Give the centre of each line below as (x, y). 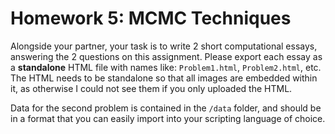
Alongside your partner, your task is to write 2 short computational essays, (164, 46)
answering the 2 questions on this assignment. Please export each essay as (166, 56)
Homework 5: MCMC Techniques (151, 18)
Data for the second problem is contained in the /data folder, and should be (166, 108)
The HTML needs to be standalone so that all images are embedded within (164, 78)
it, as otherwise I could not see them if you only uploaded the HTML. (151, 88)
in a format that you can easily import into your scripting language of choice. (168, 118)
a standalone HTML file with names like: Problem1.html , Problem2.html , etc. (166, 67)
